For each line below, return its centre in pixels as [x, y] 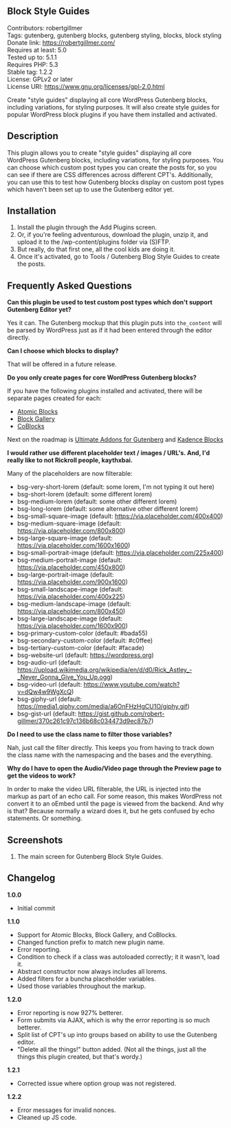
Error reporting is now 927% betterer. [70, 1012]
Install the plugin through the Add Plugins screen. [87, 227]
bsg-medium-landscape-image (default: [74, 604]
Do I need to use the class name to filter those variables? [90, 734]
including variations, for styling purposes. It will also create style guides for [113, 107]
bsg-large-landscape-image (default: [70, 618]
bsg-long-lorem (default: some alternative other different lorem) [107, 509]
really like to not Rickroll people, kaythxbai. [70, 460]
